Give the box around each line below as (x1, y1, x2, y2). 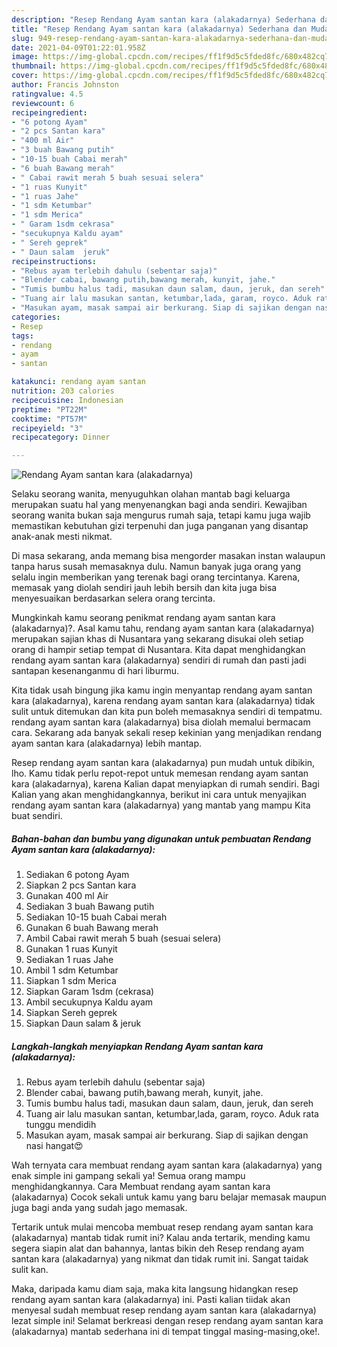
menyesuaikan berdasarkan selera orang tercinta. (11, 592, 216, 605)
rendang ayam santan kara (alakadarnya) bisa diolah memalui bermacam (11, 716, 311, 728)
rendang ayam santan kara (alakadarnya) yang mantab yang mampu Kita (11, 799, 311, 811)
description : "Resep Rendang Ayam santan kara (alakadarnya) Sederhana (11, 14, 316, 25)
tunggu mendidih (25, 1119, 97, 1131)
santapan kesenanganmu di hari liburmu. (11, 665, 179, 677)
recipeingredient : (11, 107, 88, 118)
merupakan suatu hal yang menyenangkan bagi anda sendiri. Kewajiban (11, 499, 308, 511)
